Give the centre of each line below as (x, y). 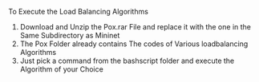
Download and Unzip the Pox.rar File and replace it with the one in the (135, 27)
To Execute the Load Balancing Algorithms (78, 12)
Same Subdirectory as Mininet (70, 35)
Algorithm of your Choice (62, 69)
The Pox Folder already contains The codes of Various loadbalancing (134, 44)
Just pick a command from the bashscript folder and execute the (127, 61)
